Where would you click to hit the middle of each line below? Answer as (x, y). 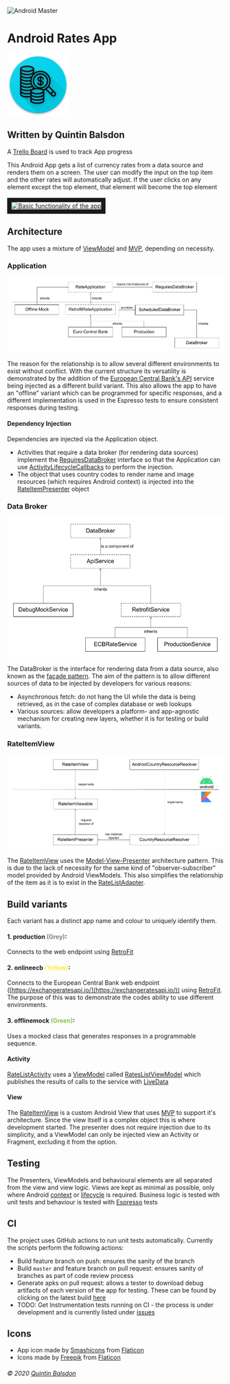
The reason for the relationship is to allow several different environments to (113, 364)
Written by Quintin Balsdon (66, 135)
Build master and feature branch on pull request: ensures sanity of (110, 1268)
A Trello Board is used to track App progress (70, 151)
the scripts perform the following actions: (66, 1247)
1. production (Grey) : (37, 937)
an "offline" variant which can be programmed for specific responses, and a (114, 393)
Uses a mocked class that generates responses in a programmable (102, 1036)
